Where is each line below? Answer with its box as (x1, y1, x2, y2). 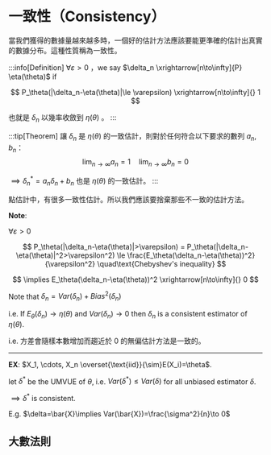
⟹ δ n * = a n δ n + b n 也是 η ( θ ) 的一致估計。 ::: (10, 175, 159, 188)
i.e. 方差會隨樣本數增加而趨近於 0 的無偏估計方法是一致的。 (8, 336, 206, 345)
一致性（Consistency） (8, 7, 166, 26)
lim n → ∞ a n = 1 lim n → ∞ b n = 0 (81, 157, 190, 169)
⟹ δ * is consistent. (10, 392, 77, 403)
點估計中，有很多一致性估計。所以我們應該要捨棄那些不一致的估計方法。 (8, 194, 248, 204)
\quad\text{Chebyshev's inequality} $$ (97, 259, 227, 268)
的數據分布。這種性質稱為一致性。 (8, 45, 122, 55)
